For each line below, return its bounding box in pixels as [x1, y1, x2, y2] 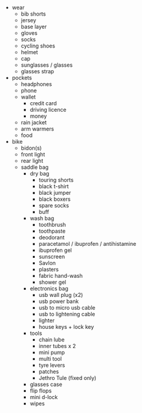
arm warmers [20, 125, 55, 132]
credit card [29, 100, 57, 106]
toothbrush [38, 221, 67, 228]
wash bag [29, 215, 55, 222]
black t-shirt [38, 183, 69, 190]
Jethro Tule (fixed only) [38, 375, 97, 381]
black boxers [38, 195, 71, 203]
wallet [20, 93, 36, 100]
